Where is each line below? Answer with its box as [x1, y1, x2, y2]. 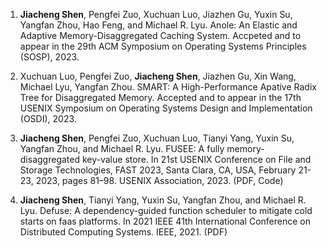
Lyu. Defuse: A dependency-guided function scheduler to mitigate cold [19, 205, 313, 216]
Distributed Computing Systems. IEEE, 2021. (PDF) [19, 226, 228, 238]
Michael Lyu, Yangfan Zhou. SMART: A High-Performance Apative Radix [19, 81, 317, 93]
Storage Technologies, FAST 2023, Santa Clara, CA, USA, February [19, 164, 297, 176]
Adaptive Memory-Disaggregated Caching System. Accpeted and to [19, 30, 302, 41]
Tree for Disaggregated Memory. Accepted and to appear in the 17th [19, 92, 302, 103]
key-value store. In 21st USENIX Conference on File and [81, 154, 312, 165]
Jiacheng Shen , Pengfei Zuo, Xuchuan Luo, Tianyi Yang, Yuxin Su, [19, 132, 295, 144]
